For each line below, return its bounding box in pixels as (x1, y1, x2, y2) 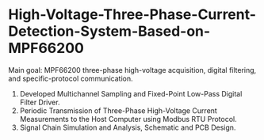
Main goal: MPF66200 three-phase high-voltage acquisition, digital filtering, (8, 65, 257, 74)
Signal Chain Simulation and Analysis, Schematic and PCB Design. (19, 123, 236, 132)
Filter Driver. (19, 97, 60, 107)
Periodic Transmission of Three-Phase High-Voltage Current (19, 105, 218, 115)
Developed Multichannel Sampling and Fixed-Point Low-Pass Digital (19, 89, 243, 98)
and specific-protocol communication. (8, 74, 133, 83)
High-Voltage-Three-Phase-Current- (8, 6, 256, 24)
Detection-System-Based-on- (8, 22, 211, 40)
